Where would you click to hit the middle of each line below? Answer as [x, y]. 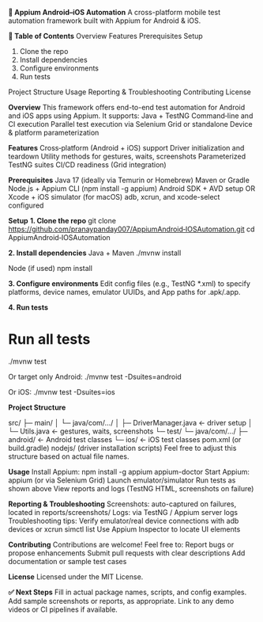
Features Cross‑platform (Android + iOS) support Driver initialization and [126, 148]
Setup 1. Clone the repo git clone [62, 221]
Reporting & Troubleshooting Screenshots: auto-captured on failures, [122, 504]
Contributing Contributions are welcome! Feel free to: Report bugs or [121, 544]
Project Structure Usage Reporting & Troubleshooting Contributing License [130, 92]
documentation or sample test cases [68, 561]
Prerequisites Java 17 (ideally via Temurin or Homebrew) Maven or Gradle [129, 180]
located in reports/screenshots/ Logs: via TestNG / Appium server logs [123, 512]
